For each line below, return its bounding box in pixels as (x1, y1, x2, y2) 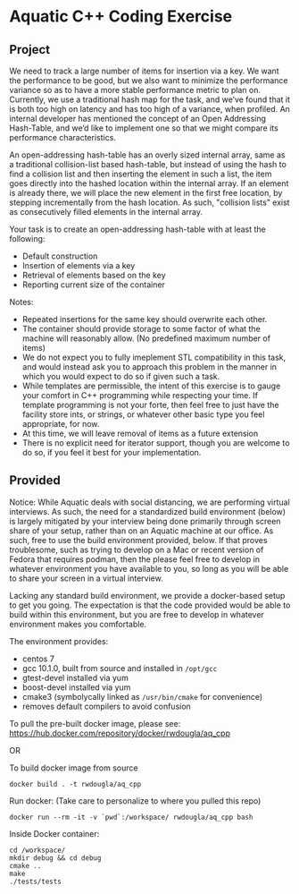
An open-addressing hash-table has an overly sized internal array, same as (9, 149, 286, 160)
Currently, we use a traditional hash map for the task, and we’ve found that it (9, 94, 291, 105)
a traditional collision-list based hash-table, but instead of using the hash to (9, 159, 287, 169)
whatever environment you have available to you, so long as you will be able (9, 563, 289, 574)
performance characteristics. (9, 132, 116, 142)
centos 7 (21, 653, 55, 664)
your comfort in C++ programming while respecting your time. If (21, 390, 259, 400)
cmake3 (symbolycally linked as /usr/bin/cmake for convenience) (21, 691, 263, 702)
